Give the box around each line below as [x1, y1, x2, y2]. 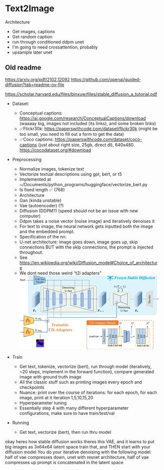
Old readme [5, 64, 41, 72]
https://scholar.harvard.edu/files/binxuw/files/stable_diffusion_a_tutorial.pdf [5, 91, 158, 97]
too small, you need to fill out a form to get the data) [19, 131, 124, 137]
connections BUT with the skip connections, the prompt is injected [19, 244, 154, 250]
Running [12, 420, 29, 426]
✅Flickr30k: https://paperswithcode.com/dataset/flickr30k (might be [19, 126, 158, 131]
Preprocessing [12, 156, 42, 162]
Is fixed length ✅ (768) [19, 187, 65, 192]
